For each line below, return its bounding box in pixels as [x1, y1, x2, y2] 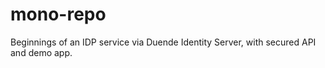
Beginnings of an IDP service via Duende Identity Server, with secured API [10, 36, 317, 48]
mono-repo [10, 3, 107, 26]
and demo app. [10, 46, 73, 58]
